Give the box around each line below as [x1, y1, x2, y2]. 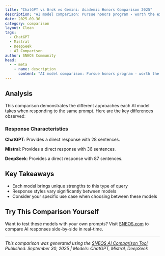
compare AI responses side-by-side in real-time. [5, 226, 103, 232]
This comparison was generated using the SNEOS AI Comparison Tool [5, 240, 148, 246]
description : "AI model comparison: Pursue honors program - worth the [5, 12, 155, 17]
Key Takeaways [5, 170, 55, 178]
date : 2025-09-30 [5, 16, 41, 21]
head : [5, 58, 16, 63]
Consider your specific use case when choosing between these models [12, 193, 157, 199]
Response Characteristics [5, 125, 69, 132]
